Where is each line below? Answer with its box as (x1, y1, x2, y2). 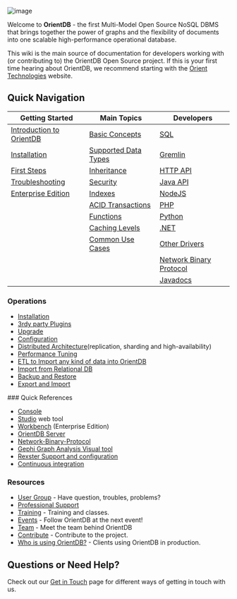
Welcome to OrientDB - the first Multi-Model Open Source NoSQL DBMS (7, 20, 219, 28)
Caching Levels (89, 223, 140, 232)
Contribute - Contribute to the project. (17, 530, 128, 540)
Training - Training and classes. (17, 509, 109, 517)
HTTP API (159, 165, 192, 175)
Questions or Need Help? (7, 559, 120, 571)
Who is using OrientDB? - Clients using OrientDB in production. (17, 538, 201, 547)
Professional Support (17, 501, 79, 509)
